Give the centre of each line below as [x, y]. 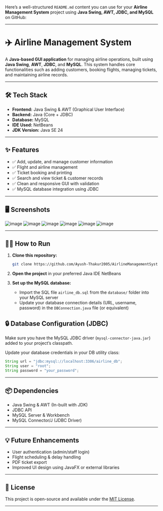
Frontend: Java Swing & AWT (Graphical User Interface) [68, 109]
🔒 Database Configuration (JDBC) [57, 324]
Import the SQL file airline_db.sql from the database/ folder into [84, 292]
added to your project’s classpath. [39, 343]
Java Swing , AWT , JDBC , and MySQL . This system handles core [70, 64]
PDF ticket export [29, 462]
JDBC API [22, 410]
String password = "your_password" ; [42, 370]
